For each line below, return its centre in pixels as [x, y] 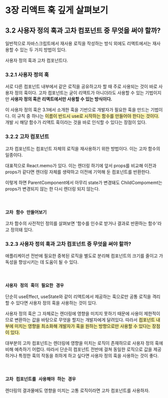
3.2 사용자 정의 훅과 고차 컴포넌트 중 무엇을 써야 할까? [83, 30]
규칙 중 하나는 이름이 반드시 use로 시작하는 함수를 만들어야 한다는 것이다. [88, 116]
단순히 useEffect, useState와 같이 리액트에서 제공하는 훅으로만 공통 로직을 [78, 296]
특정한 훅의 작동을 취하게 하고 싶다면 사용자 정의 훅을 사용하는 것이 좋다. [89, 356]
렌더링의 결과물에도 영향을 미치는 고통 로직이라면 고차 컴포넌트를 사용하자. [77, 390]
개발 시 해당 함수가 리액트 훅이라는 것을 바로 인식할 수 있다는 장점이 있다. [76, 122]
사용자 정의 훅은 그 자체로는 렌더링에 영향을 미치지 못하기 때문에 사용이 [74, 314]
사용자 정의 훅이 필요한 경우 [35, 285]
